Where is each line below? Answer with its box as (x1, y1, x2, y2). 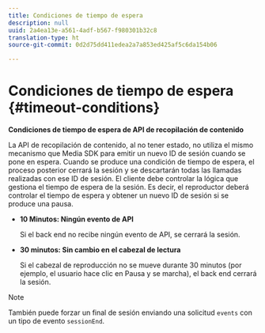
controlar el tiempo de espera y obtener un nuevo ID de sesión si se (8, 191, 229, 200)
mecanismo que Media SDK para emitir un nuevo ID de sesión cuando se (8, 149, 246, 158)
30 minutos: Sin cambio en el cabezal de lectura (19, 245, 181, 255)
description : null (8, 19, 69, 27)
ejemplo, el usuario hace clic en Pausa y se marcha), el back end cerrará (19, 269, 257, 278)
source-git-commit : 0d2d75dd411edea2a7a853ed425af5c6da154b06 (8, 41, 218, 49)
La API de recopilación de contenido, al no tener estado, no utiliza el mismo (8, 140, 254, 150)
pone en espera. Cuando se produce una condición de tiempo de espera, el (8, 157, 255, 167)
